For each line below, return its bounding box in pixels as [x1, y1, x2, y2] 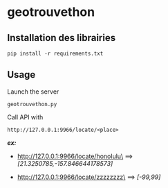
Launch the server [7, 87, 59, 96]
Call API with [7, 112, 44, 121]
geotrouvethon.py [7, 101, 57, 108]
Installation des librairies [7, 32, 116, 44]
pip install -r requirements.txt [7, 50, 104, 57]
